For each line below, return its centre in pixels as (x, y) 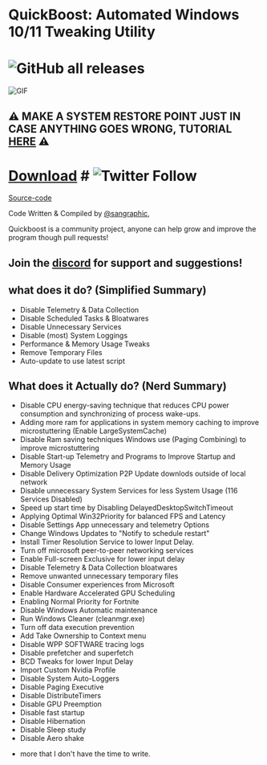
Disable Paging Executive (62, 687)
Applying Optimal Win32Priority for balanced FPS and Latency (123, 517)
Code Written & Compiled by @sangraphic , (79, 214)
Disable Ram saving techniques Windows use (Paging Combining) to (133, 440)
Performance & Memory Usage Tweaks (85, 344)
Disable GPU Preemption (61, 704)
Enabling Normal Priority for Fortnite (79, 602)
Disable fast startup (53, 713)
